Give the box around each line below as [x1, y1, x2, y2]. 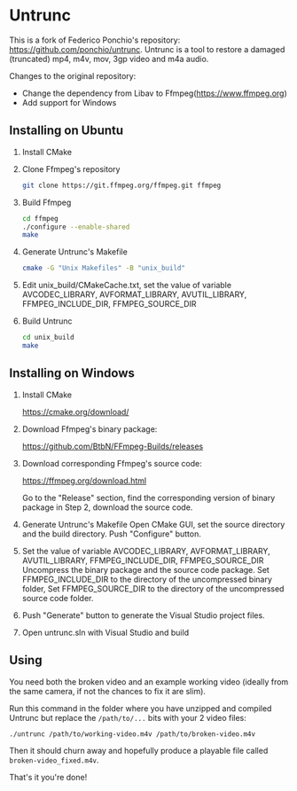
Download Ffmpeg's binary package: [21, 423, 158, 435]
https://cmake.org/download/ [21, 406, 129, 417]
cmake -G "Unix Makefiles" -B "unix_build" [21, 263, 186, 273]
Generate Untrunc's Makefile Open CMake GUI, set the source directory [21, 519, 285, 529]
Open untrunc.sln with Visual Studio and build [21, 627, 189, 638]
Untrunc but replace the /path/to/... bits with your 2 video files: [9, 712, 246, 723]
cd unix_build [21, 333, 74, 342]
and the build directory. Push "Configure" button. [21, 529, 201, 539]
